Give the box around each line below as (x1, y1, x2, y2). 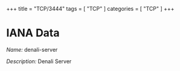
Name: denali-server (6, 46, 58, 53)
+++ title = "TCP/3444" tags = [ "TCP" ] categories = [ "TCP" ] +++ (6, 5, 175, 12)
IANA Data (6, 26, 60, 40)
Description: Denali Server (6, 57, 72, 65)
